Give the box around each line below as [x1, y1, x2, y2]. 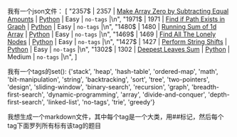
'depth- [207, 90, 230, 99]
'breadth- [191, 83, 219, 91]
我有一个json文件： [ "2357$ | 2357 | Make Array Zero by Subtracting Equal [7, 7, 229, 15]
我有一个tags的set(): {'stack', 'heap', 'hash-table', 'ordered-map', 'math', [7, 67, 218, 75]
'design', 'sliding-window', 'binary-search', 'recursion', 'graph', [7, 83, 190, 91]
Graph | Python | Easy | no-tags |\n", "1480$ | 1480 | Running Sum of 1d [7, 23, 217, 31]
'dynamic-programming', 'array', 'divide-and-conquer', [46, 90, 207, 99]
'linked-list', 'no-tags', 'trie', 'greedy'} [46, 98, 155, 106]
